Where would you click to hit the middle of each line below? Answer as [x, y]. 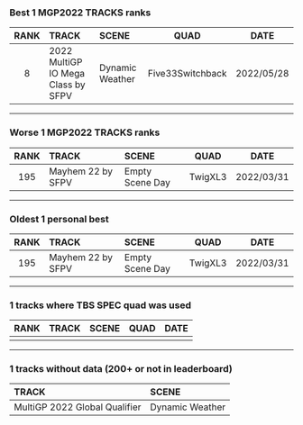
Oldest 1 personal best [60, 219]
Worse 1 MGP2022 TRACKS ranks [85, 132]
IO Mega [67, 74]
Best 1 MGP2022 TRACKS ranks [80, 13]
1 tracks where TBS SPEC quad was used [101, 305]
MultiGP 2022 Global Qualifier [78, 407]
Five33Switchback [187, 74]
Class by [67, 85]
